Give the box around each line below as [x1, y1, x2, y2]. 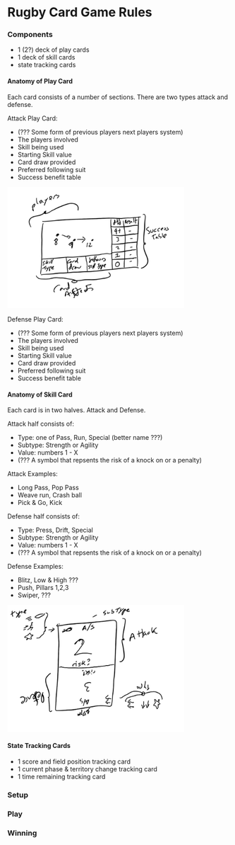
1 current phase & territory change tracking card [17, 764, 157, 773]
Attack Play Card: [7, 114, 58, 123]
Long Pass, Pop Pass [17, 483, 79, 492]
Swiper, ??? [17, 591, 52, 599]
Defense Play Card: [7, 315, 64, 324]
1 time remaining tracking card [17, 772, 106, 781]
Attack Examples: [7, 470, 58, 478]
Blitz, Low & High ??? [17, 576, 79, 584]
